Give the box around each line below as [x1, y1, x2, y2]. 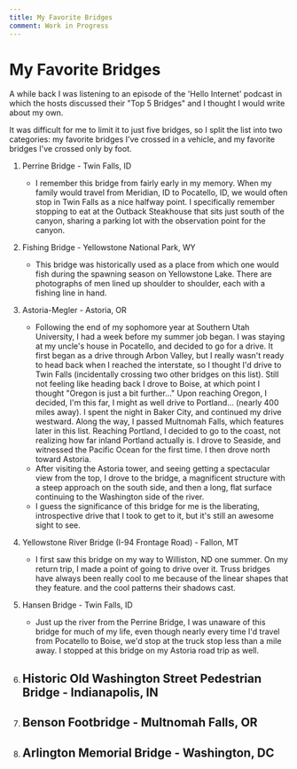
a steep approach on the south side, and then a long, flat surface [35, 483, 272, 493]
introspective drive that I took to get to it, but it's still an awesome [35, 511, 275, 522]
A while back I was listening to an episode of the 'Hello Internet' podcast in [9, 89, 283, 99]
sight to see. [35, 520, 82, 530]
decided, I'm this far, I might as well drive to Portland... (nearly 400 [35, 397, 279, 408]
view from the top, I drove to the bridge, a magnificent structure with [35, 473, 285, 483]
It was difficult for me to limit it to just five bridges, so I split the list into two [9, 125, 283, 136]
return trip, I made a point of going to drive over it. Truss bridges [35, 564, 270, 575]
